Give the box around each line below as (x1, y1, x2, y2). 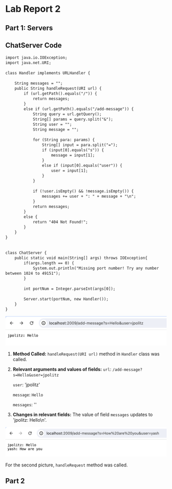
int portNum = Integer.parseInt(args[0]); (24, 286, 116, 292)
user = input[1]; (51, 168, 88, 174)
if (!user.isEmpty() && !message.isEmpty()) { (32, 189, 134, 194)
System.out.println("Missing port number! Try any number (32, 266, 159, 271)
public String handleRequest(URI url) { (14, 86, 102, 91)
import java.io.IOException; (5, 55, 68, 61)
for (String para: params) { (32, 137, 95, 143)
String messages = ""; (14, 81, 63, 86)
